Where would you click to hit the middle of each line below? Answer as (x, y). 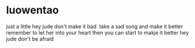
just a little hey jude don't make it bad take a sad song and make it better (95, 26)
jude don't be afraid (30, 39)
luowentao (33, 10)
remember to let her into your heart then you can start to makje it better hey (97, 32)
